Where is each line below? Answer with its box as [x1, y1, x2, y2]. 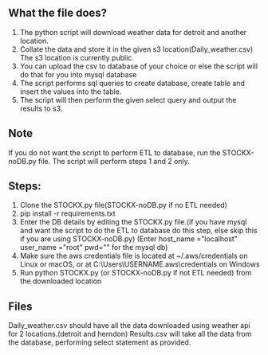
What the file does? [8, 6, 108, 20]
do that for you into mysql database [19, 69, 137, 79]
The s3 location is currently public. [19, 53, 134, 62]
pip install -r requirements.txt [19, 209, 116, 218]
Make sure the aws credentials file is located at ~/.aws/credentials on [19, 251, 248, 261]
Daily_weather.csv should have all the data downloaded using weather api [8, 321, 250, 330]
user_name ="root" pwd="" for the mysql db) [19, 243, 168, 252]
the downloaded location [19, 276, 102, 286]
